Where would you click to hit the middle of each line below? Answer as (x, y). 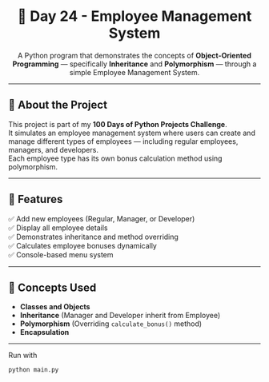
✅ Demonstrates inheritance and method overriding (93, 237)
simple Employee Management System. (134, 72)
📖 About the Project (58, 105)
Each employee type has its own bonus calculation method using (115, 158)
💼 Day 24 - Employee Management (134, 16)
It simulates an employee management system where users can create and (132, 133)
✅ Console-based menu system (61, 254)
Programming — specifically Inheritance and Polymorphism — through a (134, 64)
